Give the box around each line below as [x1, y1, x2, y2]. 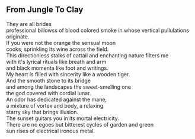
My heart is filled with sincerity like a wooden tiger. [6, 70, 130, 77]
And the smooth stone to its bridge [6, 77, 91, 84]
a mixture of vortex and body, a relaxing [6, 102, 104, 109]
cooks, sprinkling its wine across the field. [6, 46, 109, 53]
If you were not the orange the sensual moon [6, 39, 116, 46]
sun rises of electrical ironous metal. [6, 127, 95, 134]
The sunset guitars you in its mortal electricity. [6, 115, 120, 122]
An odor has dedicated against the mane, [6, 96, 107, 103]
